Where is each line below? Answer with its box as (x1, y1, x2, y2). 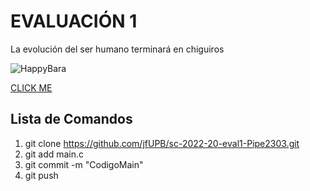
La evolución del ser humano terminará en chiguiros (10, 43, 225, 55)
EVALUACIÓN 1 (10, 10, 138, 33)
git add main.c (24, 148, 85, 160)
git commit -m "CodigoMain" (24, 158, 144, 170)
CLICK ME (10, 81, 53, 94)
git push (24, 169, 59, 181)
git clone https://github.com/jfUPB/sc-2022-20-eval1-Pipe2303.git (24, 137, 300, 149)
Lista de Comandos (10, 111, 133, 128)
